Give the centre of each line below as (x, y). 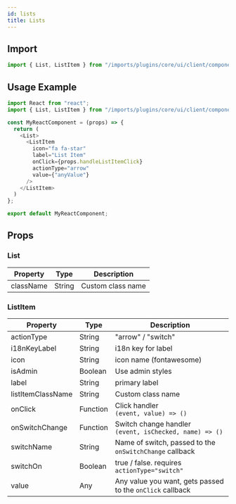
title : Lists (26, 20)
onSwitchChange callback (155, 451)
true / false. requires (148, 462)
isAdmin (24, 371)
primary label (137, 382)
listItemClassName (42, 393)
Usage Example (42, 87)
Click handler (137, 405)
